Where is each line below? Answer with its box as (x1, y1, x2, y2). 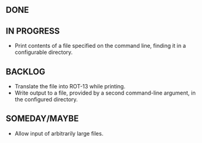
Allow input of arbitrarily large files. (14, 129, 104, 137)
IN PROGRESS (6, 26, 60, 36)
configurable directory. (14, 48, 73, 56)
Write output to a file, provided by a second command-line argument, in (14, 89, 196, 97)
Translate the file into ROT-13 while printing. (14, 83, 126, 90)
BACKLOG (6, 66, 45, 77)
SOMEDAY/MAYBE (6, 114, 79, 124)
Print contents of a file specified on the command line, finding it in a (14, 42, 187, 50)
